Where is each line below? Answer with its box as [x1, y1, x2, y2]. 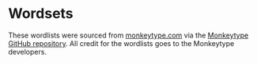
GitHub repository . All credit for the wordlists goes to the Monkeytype [8, 38, 235, 48]
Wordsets [8, 5, 74, 23]
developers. [8, 47, 47, 56]
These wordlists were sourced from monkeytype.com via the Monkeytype [8, 30, 249, 40]
